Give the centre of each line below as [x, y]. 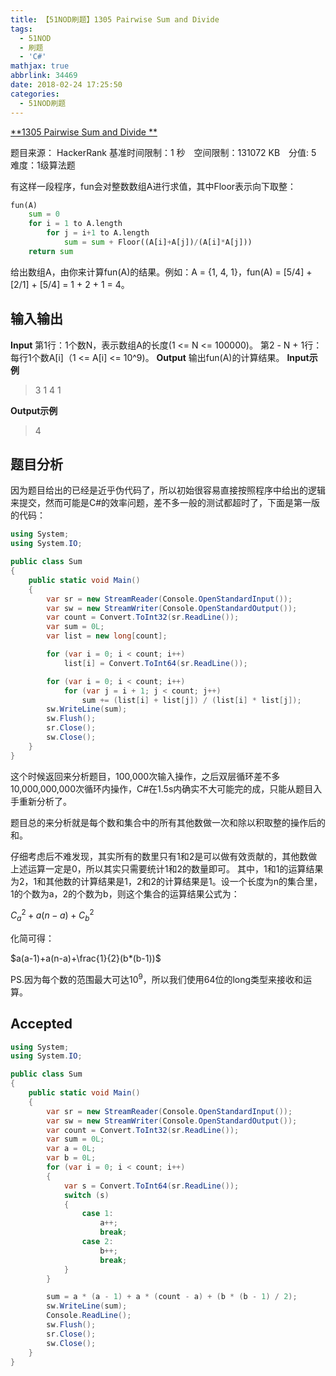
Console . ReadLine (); [89, 1316]
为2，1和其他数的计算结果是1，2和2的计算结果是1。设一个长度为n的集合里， [166, 881]
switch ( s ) [86, 1195]
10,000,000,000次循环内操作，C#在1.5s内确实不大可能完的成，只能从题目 [162, 788]
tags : [21, 29]
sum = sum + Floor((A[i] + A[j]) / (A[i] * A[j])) [158, 242]
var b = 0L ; [71, 1158]
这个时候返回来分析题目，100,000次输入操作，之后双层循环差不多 [145, 776]
